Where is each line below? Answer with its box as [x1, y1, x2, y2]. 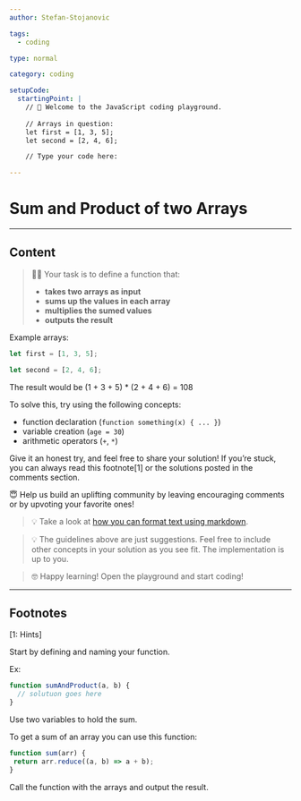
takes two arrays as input [44, 285, 142, 296]
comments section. [9, 472, 81, 482]
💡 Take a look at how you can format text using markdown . [30, 516, 249, 526]
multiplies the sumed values [44, 305, 152, 316]
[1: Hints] [9, 629, 42, 640]
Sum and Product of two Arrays [9, 199, 248, 219]
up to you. [30, 553, 69, 564]
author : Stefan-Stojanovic [9, 13, 110, 22]
